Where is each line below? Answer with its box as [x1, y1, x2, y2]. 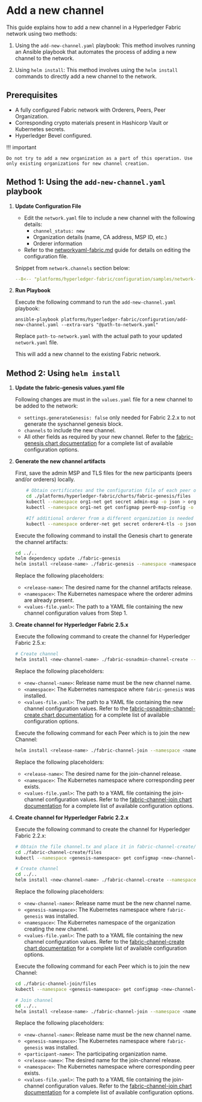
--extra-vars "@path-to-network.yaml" [61, 322, 159, 328]
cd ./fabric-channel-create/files [14, 849, 102, 855]
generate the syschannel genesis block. [24, 420, 124, 428]
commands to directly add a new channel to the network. [14, 72, 157, 80]
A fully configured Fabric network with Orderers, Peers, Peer [14, 106, 166, 114]
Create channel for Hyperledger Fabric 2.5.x [14, 621, 128, 629]
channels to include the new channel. [24, 427, 116, 434]
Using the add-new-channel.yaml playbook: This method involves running [14, 42, 195, 49]
